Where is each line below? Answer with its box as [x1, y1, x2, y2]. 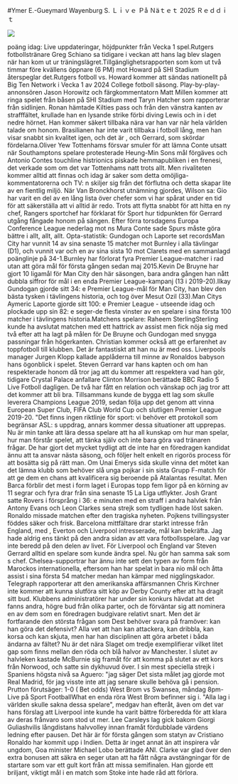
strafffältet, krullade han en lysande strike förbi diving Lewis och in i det [7, 111, 217, 119]
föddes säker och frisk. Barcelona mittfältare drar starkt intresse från [7, 519, 208, 527]
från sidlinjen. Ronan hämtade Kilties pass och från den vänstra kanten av [7, 103, 223, 112]
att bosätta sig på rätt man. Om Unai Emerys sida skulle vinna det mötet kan [7, 458, 229, 467]
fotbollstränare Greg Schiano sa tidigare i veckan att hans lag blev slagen [7, 51, 222, 58]
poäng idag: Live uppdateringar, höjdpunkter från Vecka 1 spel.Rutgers [7, 43, 215, 51]
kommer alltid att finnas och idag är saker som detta [7, 171, 160, 179]
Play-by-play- [180, 80, 220, 89]
